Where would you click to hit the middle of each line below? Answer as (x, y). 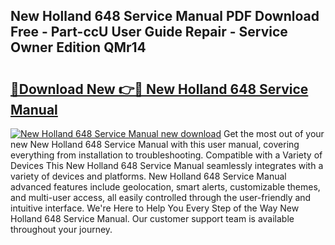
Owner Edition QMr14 (78, 47)
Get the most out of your (274, 133)
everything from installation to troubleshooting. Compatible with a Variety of (166, 155)
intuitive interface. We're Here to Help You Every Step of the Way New (155, 208)
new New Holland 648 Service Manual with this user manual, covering (155, 144)
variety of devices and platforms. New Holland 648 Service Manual (148, 176)
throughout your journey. (61, 229)
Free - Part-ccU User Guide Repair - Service (149, 32)
